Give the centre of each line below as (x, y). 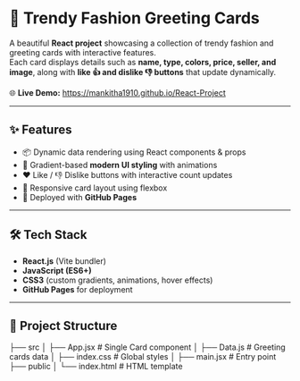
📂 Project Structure (63, 326)
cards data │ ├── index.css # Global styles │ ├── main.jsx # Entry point (143, 357)
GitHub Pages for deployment (77, 289)
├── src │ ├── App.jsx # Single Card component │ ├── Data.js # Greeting (147, 347)
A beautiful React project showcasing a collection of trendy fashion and (142, 43)
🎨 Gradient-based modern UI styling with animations (120, 165)
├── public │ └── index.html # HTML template (96, 367)
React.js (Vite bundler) (64, 261)
